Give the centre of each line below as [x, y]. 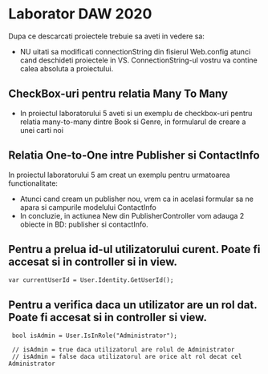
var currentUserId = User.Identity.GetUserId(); [91, 280]
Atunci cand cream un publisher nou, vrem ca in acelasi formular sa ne [137, 199]
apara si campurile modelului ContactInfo [88, 207]
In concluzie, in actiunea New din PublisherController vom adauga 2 [132, 215]
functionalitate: [33, 183]
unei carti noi [42, 130]
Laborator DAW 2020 [80, 14]
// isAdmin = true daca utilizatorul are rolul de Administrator [123, 350]
